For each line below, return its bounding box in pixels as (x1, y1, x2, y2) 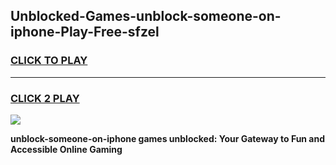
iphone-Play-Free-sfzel (10, 24, 160, 41)
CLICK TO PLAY (10, 54, 88, 68)
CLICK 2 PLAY (10, 91, 80, 105)
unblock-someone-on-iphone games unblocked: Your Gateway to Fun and (10, 132, 326, 144)
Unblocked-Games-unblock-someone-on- (10, 8, 282, 25)
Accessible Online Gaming (10, 143, 123, 155)
